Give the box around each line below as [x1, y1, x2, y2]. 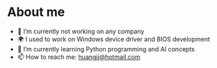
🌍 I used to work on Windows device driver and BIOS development [17, 35, 211, 43]
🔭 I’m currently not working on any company [17, 27, 145, 35]
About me [7, 4, 65, 20]
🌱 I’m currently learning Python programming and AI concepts [17, 44, 195, 53]
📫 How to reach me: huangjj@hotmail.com [17, 53, 140, 61]
